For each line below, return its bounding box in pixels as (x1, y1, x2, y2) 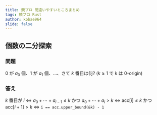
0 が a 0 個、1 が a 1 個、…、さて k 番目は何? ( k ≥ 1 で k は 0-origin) (5, 70, 143, 77)
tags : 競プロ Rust (5, 12, 42, 17)
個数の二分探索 (5, 41, 52, 50)
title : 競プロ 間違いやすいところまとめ (5, 7, 80, 13)
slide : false (5, 21, 33, 27)
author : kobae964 (5, 17, 42, 22)
